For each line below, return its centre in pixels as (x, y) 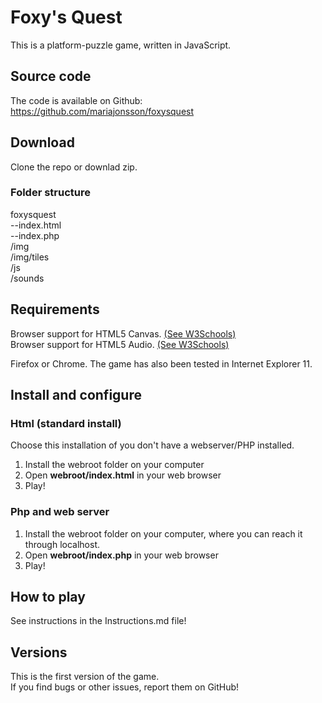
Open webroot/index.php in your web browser (121, 555)
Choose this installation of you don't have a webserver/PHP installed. (152, 445)
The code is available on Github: (76, 100)
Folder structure (50, 193)
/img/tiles (30, 257)
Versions (39, 652)
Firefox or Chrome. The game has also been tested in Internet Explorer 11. (161, 363)
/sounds (27, 278)
